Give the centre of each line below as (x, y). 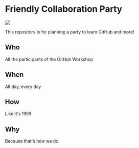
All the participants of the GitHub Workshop (49, 59)
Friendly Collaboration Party (64, 9)
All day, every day (23, 87)
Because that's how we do (32, 141)
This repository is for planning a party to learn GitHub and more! (70, 32)
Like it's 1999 (18, 114)
